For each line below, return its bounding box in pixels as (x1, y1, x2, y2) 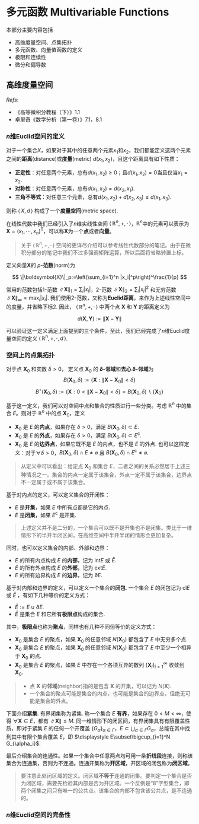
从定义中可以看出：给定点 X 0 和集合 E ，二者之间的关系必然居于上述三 (20, 463, 191, 471)
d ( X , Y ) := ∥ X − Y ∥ (77, 315, 122, 322)
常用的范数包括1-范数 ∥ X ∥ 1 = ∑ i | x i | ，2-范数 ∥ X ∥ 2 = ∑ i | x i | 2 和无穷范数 (6, 285, 176, 294)
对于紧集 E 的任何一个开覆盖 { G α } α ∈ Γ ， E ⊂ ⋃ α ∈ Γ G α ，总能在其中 (21, 725, 185, 733)
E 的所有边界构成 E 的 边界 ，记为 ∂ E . (14, 571, 102, 578)
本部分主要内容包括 (6, 26, 53, 33)
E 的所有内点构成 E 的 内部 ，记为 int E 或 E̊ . (14, 556, 117, 564)
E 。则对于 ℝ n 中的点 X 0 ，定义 (12, 409, 85, 418)
